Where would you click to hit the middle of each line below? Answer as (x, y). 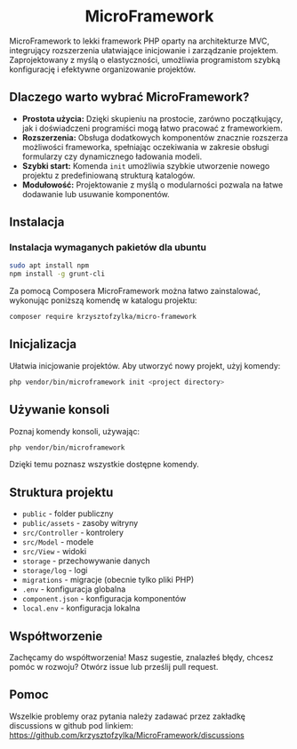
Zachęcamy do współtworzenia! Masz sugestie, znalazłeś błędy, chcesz (141, 657)
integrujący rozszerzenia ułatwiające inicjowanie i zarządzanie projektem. (144, 50)
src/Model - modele (58, 542)
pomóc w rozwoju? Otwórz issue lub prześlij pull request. (114, 667)
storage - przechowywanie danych (86, 561)
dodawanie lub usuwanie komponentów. (96, 194)
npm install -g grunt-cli (57, 274)
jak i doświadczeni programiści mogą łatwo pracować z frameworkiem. (152, 128)
